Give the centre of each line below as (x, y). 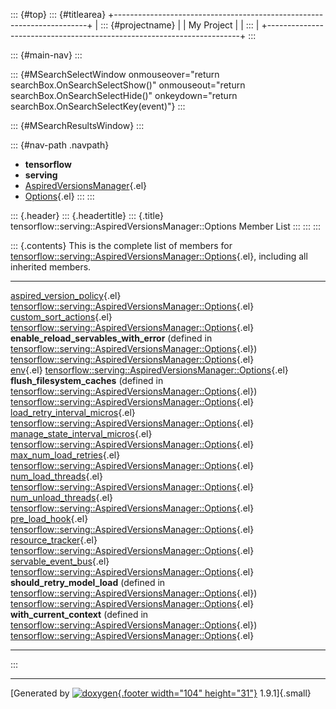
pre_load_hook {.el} (49, 518)
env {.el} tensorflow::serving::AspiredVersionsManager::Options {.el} (149, 370)
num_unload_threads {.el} (62, 497)
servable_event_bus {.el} (60, 561)
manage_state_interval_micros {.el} (81, 433)
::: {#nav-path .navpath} (60, 145)
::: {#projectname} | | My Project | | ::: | (180, 25)
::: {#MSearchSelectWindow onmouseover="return (115, 74)
